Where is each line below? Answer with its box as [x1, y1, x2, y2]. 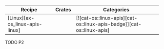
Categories [103, 6, 130, 13]
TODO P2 [5, 39, 24, 45]
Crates [55, 6, 72, 13]
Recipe [20, 6, 38, 13]
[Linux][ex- [7, 15, 35, 21]
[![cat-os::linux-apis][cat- [76, 15, 138, 21]
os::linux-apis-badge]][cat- [76, 21, 142, 27]
